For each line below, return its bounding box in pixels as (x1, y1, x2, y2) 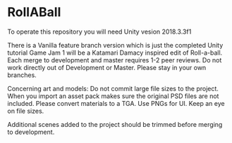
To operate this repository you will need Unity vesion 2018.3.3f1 (7, 27, 192, 36)
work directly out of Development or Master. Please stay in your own (7, 63, 207, 71)
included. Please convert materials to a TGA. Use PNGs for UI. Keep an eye (7, 99, 225, 107)
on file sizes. (7, 107, 44, 115)
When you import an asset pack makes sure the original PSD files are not (7, 92, 219, 100)
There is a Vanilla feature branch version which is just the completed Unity (7, 41, 224, 49)
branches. (7, 71, 37, 79)
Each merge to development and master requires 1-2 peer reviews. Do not (7, 55, 222, 64)
